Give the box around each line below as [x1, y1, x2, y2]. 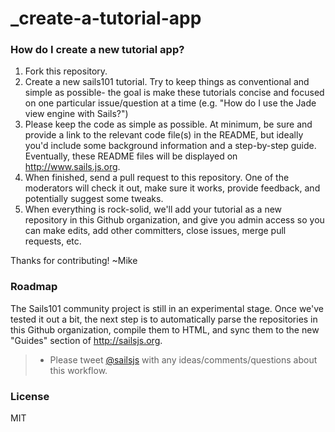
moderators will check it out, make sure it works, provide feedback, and [24, 182, 321, 194]
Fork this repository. [24, 65, 108, 77]
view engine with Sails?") [24, 108, 129, 120]
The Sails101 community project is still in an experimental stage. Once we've [10, 302, 325, 314]
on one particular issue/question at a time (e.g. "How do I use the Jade [24, 97, 317, 109]
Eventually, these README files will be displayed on [24, 150, 238, 162]
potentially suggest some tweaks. [24, 193, 164, 205]
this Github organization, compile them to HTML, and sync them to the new [10, 323, 320, 336]
